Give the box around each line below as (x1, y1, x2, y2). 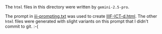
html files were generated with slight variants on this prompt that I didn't (5, 19, 148, 24)
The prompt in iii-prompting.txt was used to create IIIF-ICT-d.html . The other (5, 13, 157, 19)
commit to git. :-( (5, 23, 39, 29)
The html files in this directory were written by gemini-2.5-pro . (5, 4, 130, 10)
